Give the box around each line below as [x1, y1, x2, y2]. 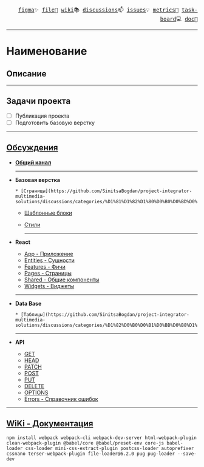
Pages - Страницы [24, 269, 72, 277]
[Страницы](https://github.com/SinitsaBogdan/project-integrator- [21, 188, 192, 194]
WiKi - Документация [6, 418, 93, 429]
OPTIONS [24, 389, 49, 396]
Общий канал [15, 158, 52, 166]
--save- [177, 451, 197, 457]
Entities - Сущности [24, 257, 75, 264]
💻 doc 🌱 [175, 16, 198, 22]
